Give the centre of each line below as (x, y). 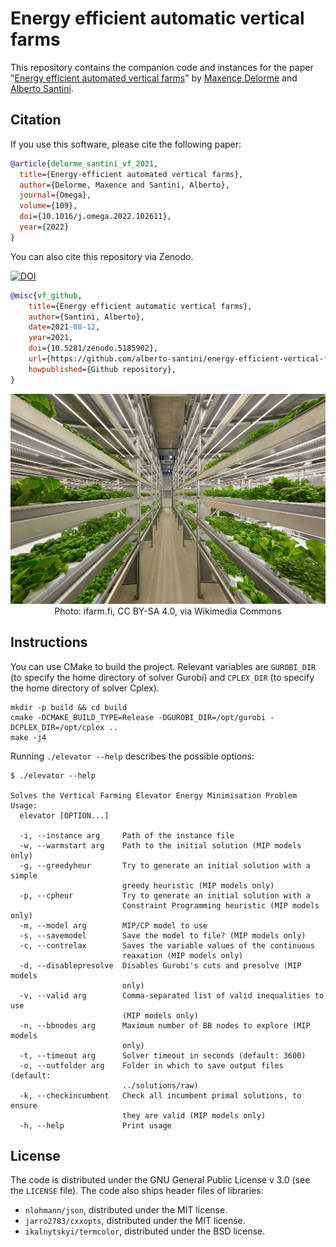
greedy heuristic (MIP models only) (198, 885)
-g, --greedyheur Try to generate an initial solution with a (165, 865)
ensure (24, 1105)
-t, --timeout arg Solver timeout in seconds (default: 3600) (163, 1055)
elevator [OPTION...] (64, 815)
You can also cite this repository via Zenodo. (102, 256)
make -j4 (28, 737)
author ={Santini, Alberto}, (86, 317)
